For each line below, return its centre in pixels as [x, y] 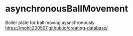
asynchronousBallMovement [67, 9]
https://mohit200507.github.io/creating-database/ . [57, 27]
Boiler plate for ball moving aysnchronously [50, 22]
